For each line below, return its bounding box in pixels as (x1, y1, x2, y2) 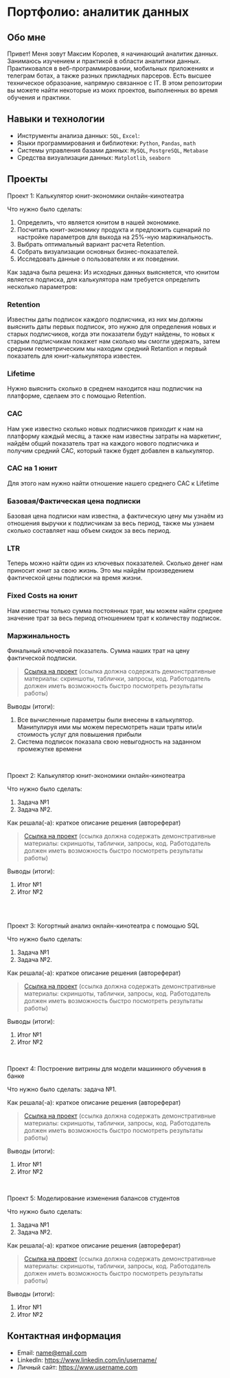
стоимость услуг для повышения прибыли (16, 731, 142, 738)
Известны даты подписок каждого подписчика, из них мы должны (7, 315, 203, 323)
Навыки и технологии (7, 113, 105, 125)
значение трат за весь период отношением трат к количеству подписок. (7, 614, 222, 622)
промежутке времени (16, 745, 82, 753)
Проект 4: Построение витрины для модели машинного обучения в (7, 1065, 206, 1072)
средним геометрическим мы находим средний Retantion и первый (7, 344, 207, 352)
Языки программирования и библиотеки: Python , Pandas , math (16, 139, 196, 147)
